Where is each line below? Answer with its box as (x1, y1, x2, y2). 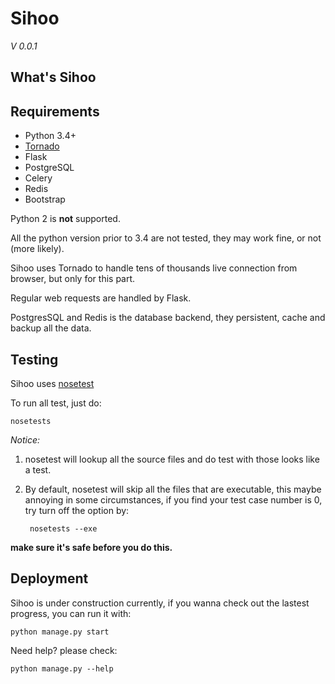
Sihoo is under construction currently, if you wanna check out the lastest (10, 597, 310, 609)
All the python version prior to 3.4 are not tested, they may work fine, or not (10, 232, 322, 244)
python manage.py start (10, 627, 110, 637)
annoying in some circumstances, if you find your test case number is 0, (24, 493, 323, 506)
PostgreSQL (24, 162, 75, 174)
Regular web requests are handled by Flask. (10, 292, 192, 304)
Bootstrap (24, 193, 66, 206)
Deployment (10, 570, 89, 587)
